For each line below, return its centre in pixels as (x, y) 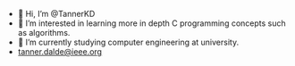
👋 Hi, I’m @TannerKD (56, 14)
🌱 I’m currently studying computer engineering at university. (128, 42)
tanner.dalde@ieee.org (60, 52)
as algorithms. (44, 33)
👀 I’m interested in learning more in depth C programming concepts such (152, 23)
